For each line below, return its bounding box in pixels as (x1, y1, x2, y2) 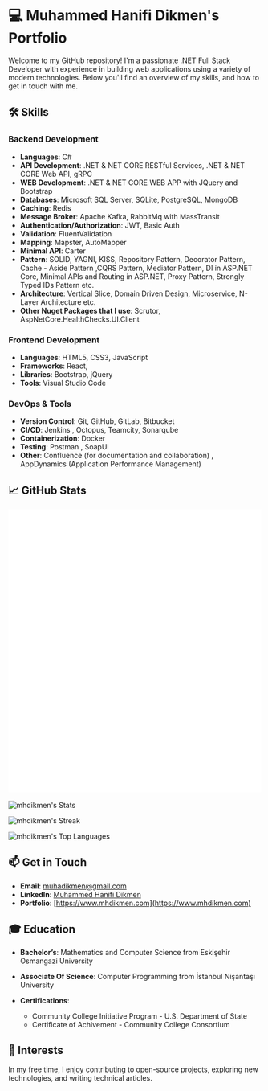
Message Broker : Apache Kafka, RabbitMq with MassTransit (19, 211, 221, 221)
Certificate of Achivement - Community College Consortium (31, 1020, 230, 1030)
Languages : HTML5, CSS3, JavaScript (19, 352, 148, 362)
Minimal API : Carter (19, 246, 87, 256)
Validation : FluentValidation (19, 228, 112, 238)
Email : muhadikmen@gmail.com (19, 881, 127, 891)
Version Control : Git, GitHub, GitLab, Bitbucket (19, 416, 175, 426)
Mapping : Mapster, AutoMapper (19, 237, 127, 247)
